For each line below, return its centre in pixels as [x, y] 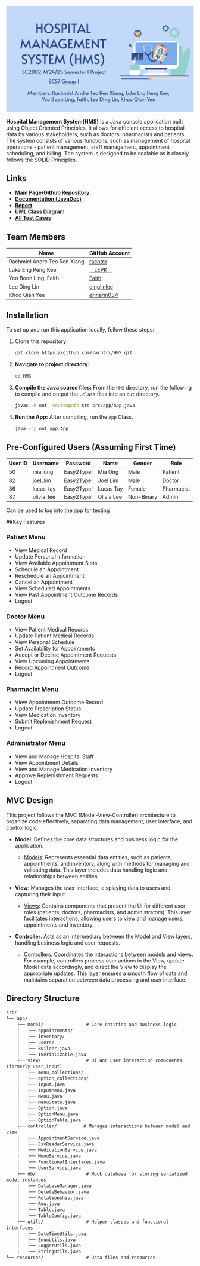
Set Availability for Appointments [55, 649]
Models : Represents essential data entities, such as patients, [98, 857]
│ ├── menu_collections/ [50, 1072]
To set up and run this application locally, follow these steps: [80, 330]
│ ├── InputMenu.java [46, 1090]
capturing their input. [40, 894]
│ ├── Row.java [38, 1204]
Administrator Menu [36, 743]
